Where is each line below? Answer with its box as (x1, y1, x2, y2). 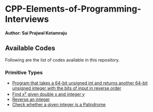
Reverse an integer (12, 96, 50, 102)
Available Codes (5, 44, 55, 52)
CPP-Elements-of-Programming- (5, 3, 142, 15)
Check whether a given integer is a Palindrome (12, 101, 106, 107)
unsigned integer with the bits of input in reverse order (12, 85, 121, 91)
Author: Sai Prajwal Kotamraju (5, 30, 67, 36)
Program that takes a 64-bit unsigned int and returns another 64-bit (12, 80, 148, 86)
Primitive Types (5, 69, 43, 76)
